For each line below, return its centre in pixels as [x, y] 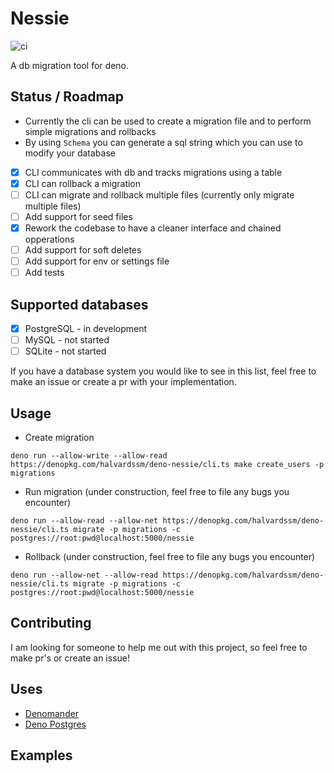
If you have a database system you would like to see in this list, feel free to [163, 371]
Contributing [51, 623]
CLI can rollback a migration [83, 183]
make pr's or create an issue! [70, 658]
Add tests [44, 273]
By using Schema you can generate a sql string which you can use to [163, 142]
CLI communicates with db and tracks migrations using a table [153, 172]
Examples [41, 755]
